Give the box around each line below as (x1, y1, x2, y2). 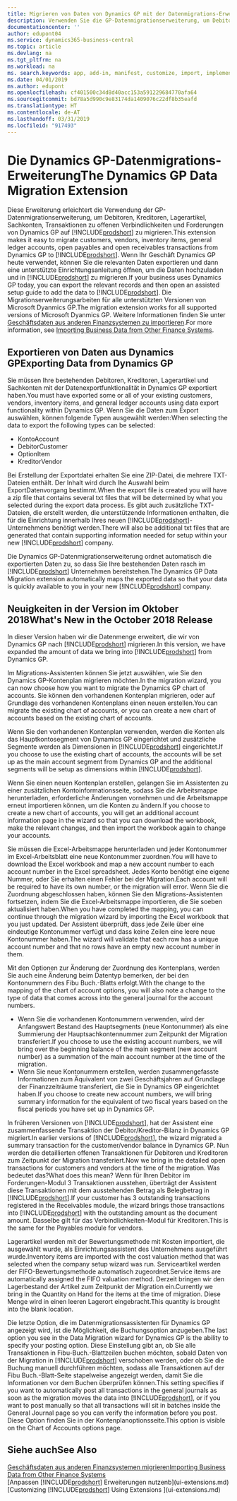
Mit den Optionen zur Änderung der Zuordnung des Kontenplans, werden (7, 963, 220, 972)
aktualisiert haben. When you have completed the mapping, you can (7, 905, 204, 913)
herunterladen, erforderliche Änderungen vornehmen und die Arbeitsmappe (7, 794, 228, 802)
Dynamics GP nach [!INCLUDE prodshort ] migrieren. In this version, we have (7, 640, 226, 648)
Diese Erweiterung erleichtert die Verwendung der (7, 206, 153, 214)
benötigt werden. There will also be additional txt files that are (51, 523, 230, 532)
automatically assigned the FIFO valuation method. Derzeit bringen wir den (7, 1275, 224, 1283)
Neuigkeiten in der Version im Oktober (7, 603, 179, 615)
